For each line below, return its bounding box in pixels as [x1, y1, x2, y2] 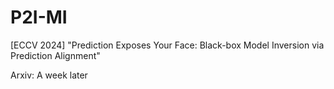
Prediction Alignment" [10, 49, 101, 61]
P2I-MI [10, 6, 68, 29]
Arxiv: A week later [10, 69, 88, 81]
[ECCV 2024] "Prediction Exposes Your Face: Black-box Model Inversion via [10, 39, 325, 51]
